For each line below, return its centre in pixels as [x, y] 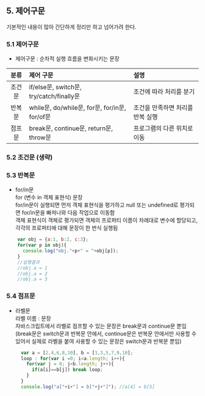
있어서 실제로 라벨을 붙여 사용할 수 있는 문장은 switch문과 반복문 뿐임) [98, 341]
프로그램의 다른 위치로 [163, 128]
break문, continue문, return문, [71, 128]
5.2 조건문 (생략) [30, 158]
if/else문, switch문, [56, 87]
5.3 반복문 [21, 175]
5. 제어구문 [26, 11]
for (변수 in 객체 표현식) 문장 [49, 197]
